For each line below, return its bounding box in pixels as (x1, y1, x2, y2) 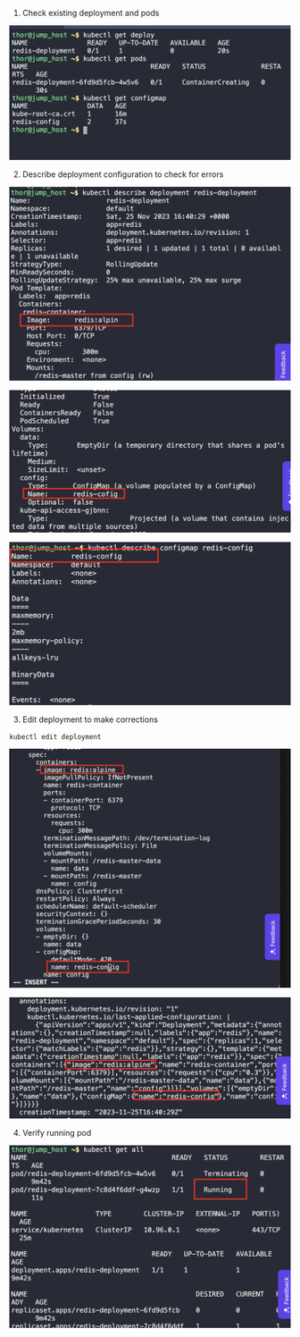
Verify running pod (21, 1128, 92, 1139)
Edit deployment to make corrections (21, 714, 159, 725)
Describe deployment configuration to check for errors (21, 169, 224, 180)
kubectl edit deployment (9, 733, 102, 742)
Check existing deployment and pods (21, 8, 160, 18)
